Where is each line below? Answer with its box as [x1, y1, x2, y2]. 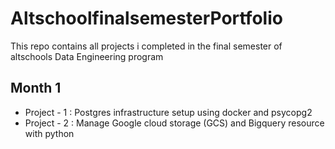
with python [24, 127, 75, 139]
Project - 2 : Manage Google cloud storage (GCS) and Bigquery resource [24, 117, 325, 129]
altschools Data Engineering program [10, 50, 164, 62]
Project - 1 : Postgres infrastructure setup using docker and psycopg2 [24, 106, 313, 118]
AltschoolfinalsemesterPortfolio [10, 7, 283, 30]
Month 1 [10, 80, 62, 97]
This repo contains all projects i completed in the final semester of [10, 40, 283, 52]
